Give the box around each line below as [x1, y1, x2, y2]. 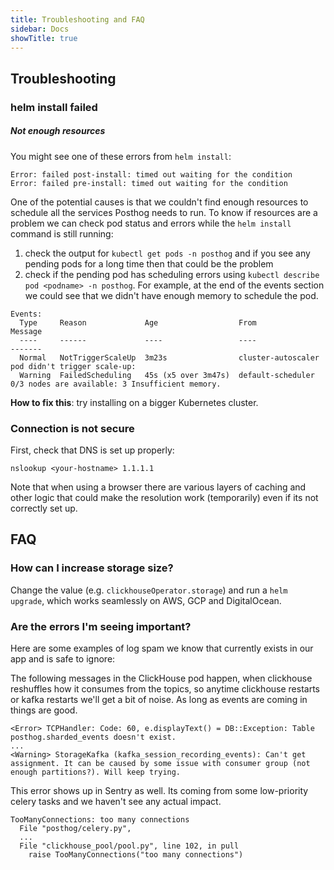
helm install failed [10, 100, 98, 114]
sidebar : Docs [10, 24, 70, 34]
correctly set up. [10, 502, 78, 514]
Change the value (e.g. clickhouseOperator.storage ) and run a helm [10, 584, 288, 596]
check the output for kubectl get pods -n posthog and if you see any [24, 247, 311, 259]
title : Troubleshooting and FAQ [10, 14, 145, 25]
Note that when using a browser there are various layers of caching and [10, 481, 307, 493]
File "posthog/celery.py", [19, 823, 132, 833]
